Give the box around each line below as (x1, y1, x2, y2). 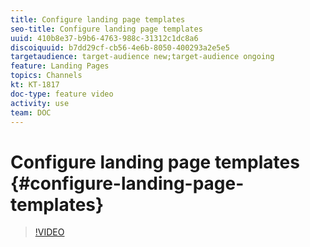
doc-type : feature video (10, 89, 114, 99)
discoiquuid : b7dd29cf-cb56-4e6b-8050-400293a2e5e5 (10, 42, 230, 53)
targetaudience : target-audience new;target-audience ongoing (10, 52, 275, 62)
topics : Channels (10, 71, 83, 81)
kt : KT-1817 (10, 80, 60, 90)
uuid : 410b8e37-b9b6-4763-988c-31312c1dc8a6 (10, 33, 199, 43)
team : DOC (10, 107, 52, 118)
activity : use (10, 98, 70, 108)
